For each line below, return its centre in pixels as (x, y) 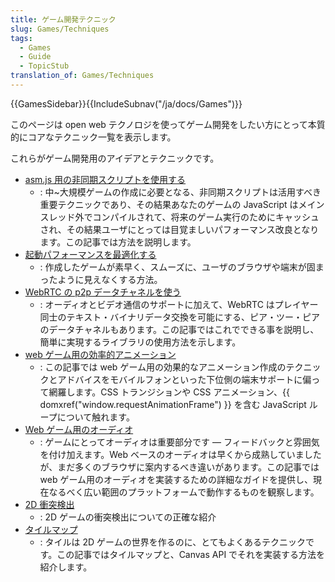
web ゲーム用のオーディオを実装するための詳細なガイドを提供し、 (176, 479)
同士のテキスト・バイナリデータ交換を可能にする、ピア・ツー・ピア (180, 317)
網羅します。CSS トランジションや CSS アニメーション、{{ (169, 392)
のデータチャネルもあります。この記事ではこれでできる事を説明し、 (179, 329)
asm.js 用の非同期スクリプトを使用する (105, 179)
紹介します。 (66, 567)
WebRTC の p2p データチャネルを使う (103, 292)
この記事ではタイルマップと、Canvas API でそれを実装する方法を (191, 554)
